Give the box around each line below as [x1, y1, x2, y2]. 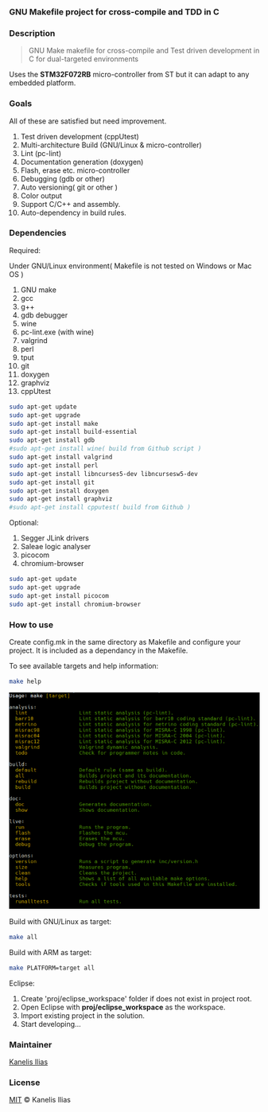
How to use [9, 619, 54, 630]
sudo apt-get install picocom [9, 591, 110, 599]
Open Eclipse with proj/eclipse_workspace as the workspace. [20, 1002, 226, 1012]
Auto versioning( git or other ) [20, 182, 118, 192]
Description [9, 27, 56, 38]
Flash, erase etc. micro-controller [20, 166, 130, 175]
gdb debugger [20, 310, 68, 320]
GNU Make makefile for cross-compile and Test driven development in [28, 46, 260, 56]
